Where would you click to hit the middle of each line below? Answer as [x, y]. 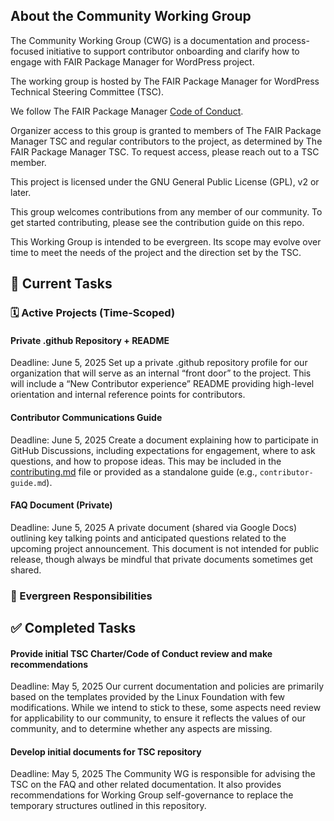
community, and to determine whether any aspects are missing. [141, 729]
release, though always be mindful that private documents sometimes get [161, 559]
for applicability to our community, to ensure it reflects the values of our [158, 718]
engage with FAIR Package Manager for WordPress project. [132, 61]
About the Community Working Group [131, 16]
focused [27, 51]
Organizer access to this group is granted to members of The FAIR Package [166, 130]
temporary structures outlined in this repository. [108, 806]
